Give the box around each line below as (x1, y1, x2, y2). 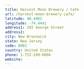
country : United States (5, 48, 53, 52)
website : (5, 57, 23, 62)
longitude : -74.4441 (5, 20, 47, 26)
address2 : (5, 30, 25, 34)
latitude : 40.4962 (5, 16, 42, 21)
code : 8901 (5, 43, 27, 48)
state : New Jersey (5, 39, 42, 44)
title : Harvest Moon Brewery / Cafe (5, 7, 79, 12)
